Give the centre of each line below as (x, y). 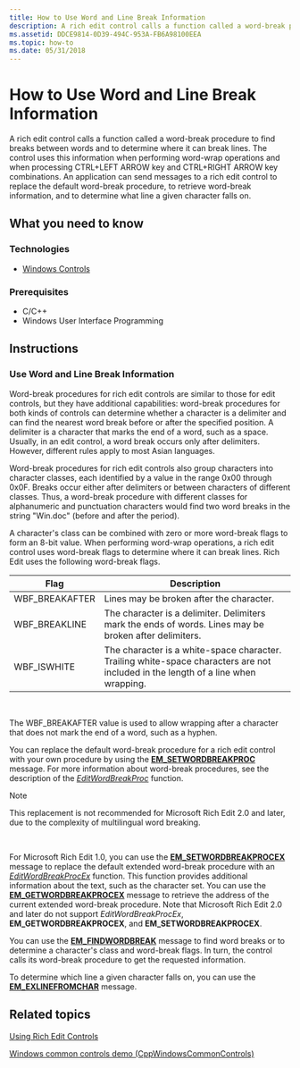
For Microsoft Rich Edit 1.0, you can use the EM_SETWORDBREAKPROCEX (147, 857)
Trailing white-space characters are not (187, 660)
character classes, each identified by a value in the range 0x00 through (141, 477)
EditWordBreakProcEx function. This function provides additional (129, 876)
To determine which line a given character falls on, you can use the (133, 977)
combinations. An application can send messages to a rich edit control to (143, 177)
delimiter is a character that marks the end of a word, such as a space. (139, 432)
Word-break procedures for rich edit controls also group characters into (142, 468)
